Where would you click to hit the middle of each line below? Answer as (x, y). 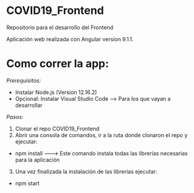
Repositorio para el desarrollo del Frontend (60, 27)
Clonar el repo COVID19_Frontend (57, 129)
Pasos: (15, 117)
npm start (27, 183)
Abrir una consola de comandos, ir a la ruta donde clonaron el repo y (101, 135)
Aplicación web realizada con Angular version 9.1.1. (70, 39)
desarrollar (29, 105)
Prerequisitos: (24, 80)
